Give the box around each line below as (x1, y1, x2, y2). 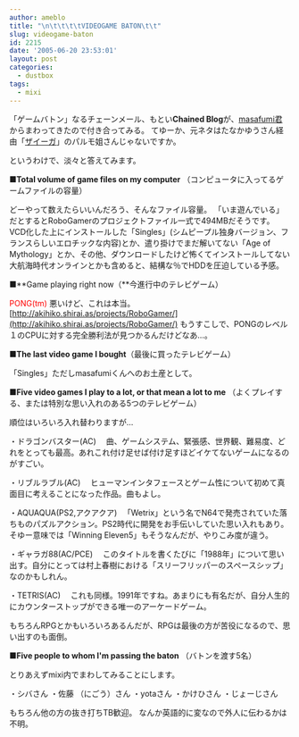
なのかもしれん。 (9, 571, 72, 582)
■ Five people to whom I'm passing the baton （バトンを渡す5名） (9, 649, 257, 661)
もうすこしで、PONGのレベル (179, 318, 288, 329)
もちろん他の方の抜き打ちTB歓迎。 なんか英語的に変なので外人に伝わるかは (9, 707, 287, 717)
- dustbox (17, 71, 54, 80)
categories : (9, 63, 54, 72)
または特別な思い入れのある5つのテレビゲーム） (24, 398, 202, 408)
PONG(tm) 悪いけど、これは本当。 (9, 297, 136, 308)
